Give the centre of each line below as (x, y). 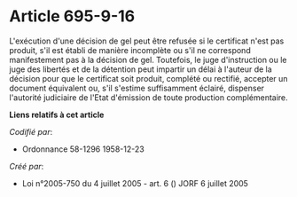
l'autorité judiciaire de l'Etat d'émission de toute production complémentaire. (148, 97)
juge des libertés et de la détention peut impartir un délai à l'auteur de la (141, 69)
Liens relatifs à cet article (57, 114)
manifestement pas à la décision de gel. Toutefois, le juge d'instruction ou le (148, 59)
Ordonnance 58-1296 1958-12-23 (83, 149)
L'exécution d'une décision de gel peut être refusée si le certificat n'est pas (147, 41)
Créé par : (27, 166)
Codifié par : (31, 131)
